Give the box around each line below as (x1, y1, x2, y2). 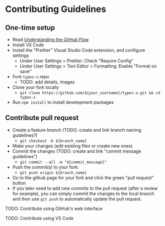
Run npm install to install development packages (12, 99, 114, 105)
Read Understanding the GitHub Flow (12, 36, 89, 42)
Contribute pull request (5, 114, 79, 122)
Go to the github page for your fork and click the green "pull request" (12, 175, 154, 181)
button (12, 180, 26, 186)
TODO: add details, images (19, 79, 75, 85)
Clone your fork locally (12, 84, 59, 90)
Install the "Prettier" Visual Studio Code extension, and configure (12, 47, 145, 53)
